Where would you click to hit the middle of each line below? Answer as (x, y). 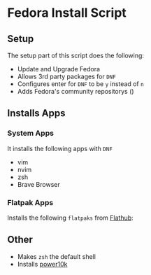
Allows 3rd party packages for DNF (67, 76)
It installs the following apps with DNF (60, 148)
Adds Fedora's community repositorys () (75, 91)
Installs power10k (42, 264)
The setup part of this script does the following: (76, 55)
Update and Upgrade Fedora (58, 69)
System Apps (31, 133)
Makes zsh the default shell (57, 256)
